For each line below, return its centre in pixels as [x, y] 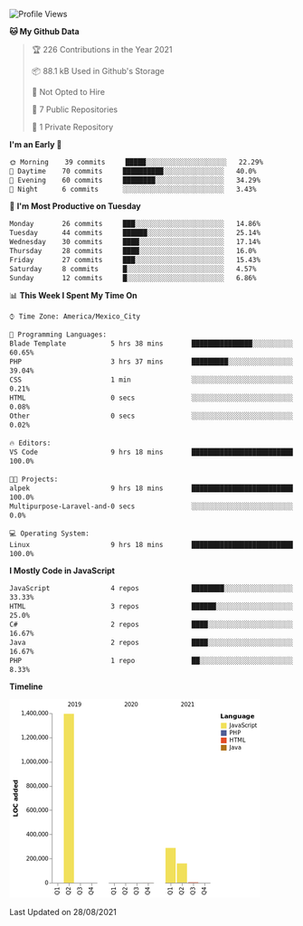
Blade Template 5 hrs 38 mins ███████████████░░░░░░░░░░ [151, 344]
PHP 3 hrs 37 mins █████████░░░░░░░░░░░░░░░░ [151, 362]
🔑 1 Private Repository [72, 127]
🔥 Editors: [30, 443]
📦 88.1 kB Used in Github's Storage [98, 71]
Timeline [26, 686]
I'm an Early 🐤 [36, 144]
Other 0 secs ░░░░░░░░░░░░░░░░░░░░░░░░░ [151, 416]
